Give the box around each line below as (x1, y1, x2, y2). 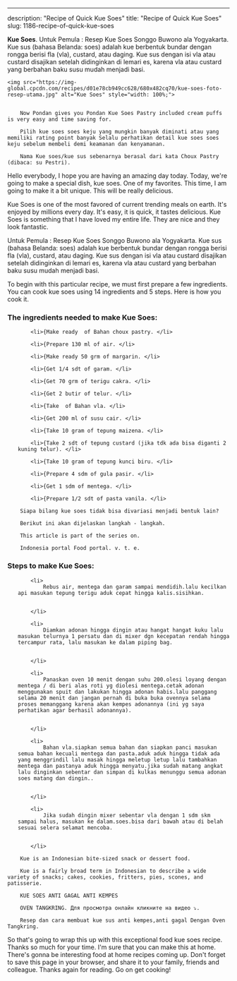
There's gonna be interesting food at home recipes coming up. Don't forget (7, 950, 226, 958)
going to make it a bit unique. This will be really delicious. (7, 186, 174, 195)
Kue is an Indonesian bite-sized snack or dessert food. (20, 855, 191, 862)
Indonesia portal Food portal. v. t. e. (20, 545, 140, 552)
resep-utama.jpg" (7, 91, 59, 98)
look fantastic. (7, 223, 49, 231)
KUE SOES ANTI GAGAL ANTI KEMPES (20, 892, 119, 899)
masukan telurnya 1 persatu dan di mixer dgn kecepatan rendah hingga (17, 632, 230, 639)
